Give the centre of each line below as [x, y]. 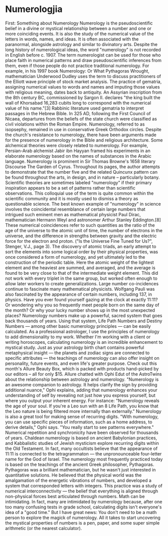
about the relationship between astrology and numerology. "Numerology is [82, 379]
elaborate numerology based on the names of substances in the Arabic [78, 156]
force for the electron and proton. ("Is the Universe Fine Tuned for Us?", [79, 241]
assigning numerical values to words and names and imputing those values [82, 87]
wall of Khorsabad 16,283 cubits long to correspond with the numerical [78, 103]
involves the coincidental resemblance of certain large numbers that [75, 209]
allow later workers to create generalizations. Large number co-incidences [82, 283]
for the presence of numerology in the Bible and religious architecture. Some [84, 140]
